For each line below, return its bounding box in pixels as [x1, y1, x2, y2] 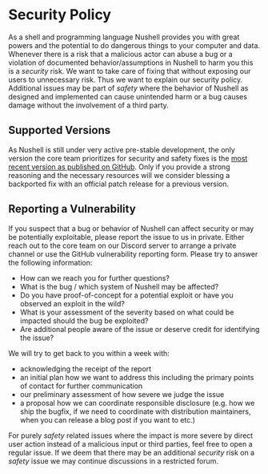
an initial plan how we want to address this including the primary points [19, 372, 254, 382]
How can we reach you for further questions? [19, 273, 170, 282]
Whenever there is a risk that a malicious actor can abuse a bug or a [8, 49, 234, 59]
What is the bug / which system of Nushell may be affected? [19, 282, 219, 291]
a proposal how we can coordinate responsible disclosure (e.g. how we [19, 398, 255, 407]
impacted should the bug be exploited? [19, 315, 149, 326]
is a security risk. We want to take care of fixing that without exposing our [8, 66, 251, 75]
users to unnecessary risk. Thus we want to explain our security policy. [8, 75, 243, 84]
